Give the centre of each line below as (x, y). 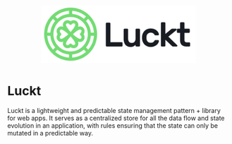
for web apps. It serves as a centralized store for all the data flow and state (116, 118)
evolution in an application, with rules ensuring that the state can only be (113, 126)
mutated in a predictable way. (50, 133)
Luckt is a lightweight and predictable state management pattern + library (114, 110)
